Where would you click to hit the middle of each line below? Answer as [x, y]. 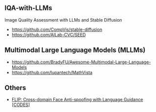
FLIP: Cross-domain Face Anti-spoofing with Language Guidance [77, 100]
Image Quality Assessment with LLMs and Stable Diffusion [64, 20]
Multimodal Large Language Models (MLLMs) [75, 50]
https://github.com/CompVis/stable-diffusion [57, 29]
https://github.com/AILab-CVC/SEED [49, 34]
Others [15, 88]
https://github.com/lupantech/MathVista [52, 72]
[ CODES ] [21, 105]
